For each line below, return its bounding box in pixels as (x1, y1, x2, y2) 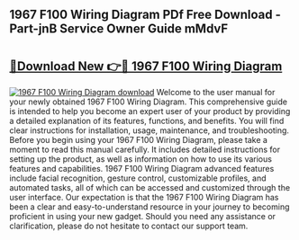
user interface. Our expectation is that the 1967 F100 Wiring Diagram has (9, 192, 279, 202)
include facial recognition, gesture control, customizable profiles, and (9, 173, 267, 183)
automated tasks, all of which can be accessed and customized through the (9, 182, 291, 192)
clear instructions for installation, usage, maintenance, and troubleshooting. (9, 125, 290, 136)
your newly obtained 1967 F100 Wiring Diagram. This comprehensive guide (9, 96, 288, 107)
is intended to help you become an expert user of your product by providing (9, 106, 291, 116)
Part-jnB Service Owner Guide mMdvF (9, 22, 229, 37)
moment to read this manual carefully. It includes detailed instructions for (9, 144, 281, 155)
